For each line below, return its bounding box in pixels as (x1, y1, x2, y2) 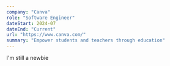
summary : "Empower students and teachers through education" (6, 37, 166, 43)
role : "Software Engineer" (6, 15, 75, 21)
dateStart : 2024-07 (6, 20, 56, 26)
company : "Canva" (6, 9, 51, 15)
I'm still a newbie (6, 54, 49, 61)
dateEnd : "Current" (6, 26, 56, 32)
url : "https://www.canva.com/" (6, 32, 86, 38)
